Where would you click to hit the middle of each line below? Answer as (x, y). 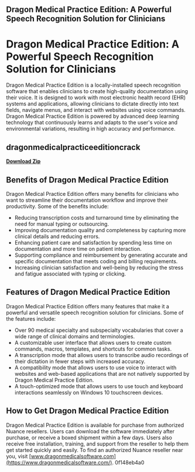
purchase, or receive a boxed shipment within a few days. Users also (89, 437)
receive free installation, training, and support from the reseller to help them (97, 444)
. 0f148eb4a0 (128, 462)
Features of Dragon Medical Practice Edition (88, 292)
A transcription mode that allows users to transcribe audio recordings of (101, 355)
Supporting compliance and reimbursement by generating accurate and (101, 255)
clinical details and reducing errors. (57, 236)
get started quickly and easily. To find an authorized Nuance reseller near (95, 450)
